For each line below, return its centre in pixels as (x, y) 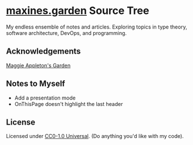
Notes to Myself (36, 84)
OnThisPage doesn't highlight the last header (69, 104)
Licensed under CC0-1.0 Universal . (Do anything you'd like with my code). (95, 136)
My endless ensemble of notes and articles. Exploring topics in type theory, (97, 27)
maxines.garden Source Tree (78, 11)
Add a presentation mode (45, 98)
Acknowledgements (43, 52)
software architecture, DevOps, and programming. (66, 33)
